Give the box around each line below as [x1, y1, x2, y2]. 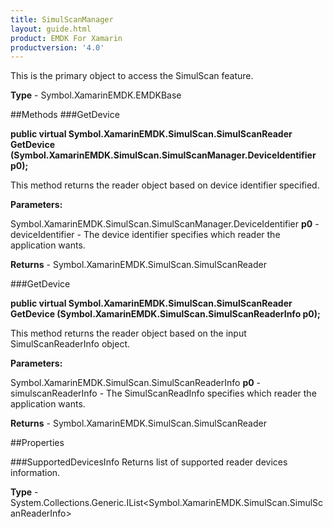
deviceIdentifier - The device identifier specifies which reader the [10, 229, 281, 241]
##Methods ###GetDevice [10, 109, 120, 121]
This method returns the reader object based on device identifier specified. [10, 179, 320, 191]
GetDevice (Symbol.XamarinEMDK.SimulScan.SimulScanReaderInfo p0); [10, 308, 321, 320]
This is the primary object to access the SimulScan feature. [10, 70, 254, 82]
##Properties [10, 437, 65, 449]
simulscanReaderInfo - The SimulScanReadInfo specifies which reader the [10, 387, 317, 400]
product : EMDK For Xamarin [10, 33, 123, 43]
